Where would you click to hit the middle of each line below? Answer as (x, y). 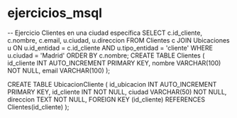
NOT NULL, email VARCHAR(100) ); (59, 70)
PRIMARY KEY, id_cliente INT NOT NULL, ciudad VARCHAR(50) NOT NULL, (117, 92)
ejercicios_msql (55, 13)
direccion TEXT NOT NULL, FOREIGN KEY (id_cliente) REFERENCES (106, 99)
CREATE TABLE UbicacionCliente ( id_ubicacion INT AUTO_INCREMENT (112, 84)
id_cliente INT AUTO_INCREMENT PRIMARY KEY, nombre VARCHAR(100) (114, 63)
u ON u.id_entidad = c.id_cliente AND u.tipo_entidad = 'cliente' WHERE (110, 48)
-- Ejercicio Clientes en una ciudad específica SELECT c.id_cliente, (105, 33)
